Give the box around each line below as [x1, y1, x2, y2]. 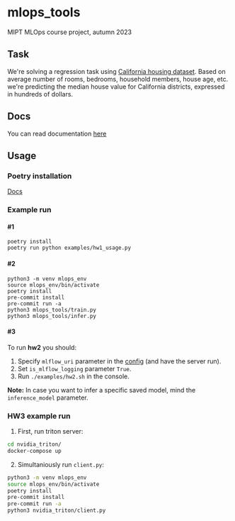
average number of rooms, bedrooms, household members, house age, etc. [7, 75, 229, 83]
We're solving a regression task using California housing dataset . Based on [7, 67, 226, 75]
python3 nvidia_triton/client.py [7, 507, 106, 515]
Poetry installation [7, 171, 72, 181]
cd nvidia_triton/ [7, 441, 62, 448]
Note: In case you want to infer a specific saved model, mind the [7, 385, 196, 394]
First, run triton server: [17, 427, 84, 436]
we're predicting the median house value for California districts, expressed [7, 82, 225, 91]
